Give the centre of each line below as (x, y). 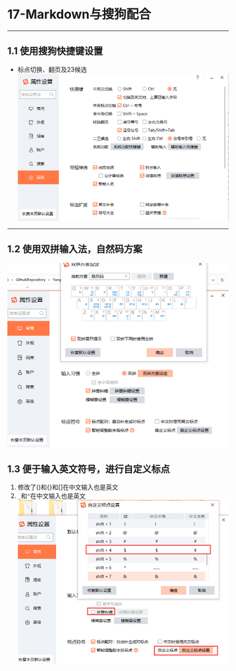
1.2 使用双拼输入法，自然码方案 (75, 249)
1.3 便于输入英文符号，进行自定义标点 (89, 469)
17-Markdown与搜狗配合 (79, 14)
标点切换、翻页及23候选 (52, 69)
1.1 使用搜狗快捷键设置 (55, 51)
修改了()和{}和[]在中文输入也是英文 (68, 487)
